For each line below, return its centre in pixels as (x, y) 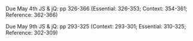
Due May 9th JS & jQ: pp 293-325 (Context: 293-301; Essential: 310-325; (96, 26)
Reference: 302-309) (32, 33)
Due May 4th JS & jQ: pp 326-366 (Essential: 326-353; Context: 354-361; (96, 9)
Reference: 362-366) (32, 15)
